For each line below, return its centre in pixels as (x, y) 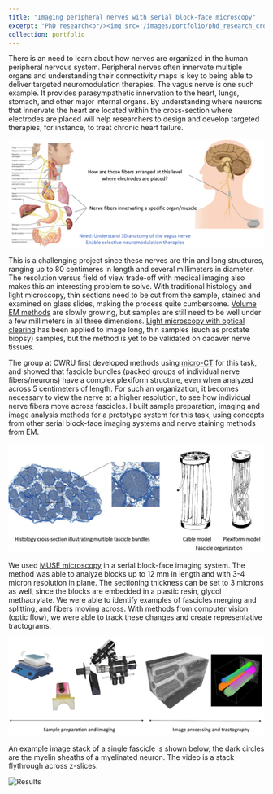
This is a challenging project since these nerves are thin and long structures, (136, 261)
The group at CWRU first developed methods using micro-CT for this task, (133, 363)
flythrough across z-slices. (54, 766)
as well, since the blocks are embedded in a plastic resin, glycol (115, 591)
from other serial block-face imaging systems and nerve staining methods (132, 423)
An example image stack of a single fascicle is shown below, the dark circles (136, 748)
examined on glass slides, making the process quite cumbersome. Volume (133, 304)
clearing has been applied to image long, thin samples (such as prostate (129, 330)
